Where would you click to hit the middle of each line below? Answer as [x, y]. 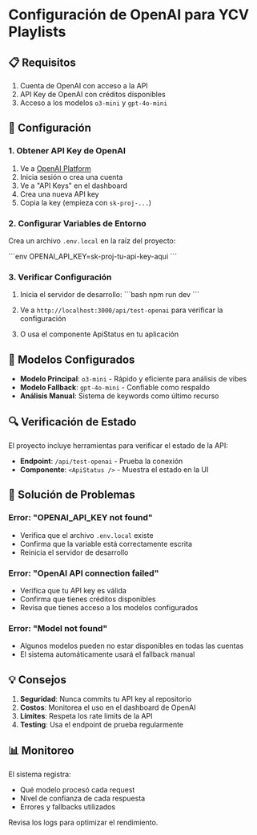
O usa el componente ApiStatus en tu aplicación [99, 334]
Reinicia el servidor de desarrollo [74, 552]
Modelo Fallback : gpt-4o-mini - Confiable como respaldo [115, 388]
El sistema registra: [40, 774]
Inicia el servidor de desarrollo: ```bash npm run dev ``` [110, 295]
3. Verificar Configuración [60, 277]
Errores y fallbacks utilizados [68, 806]
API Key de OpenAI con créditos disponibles [92, 94]
